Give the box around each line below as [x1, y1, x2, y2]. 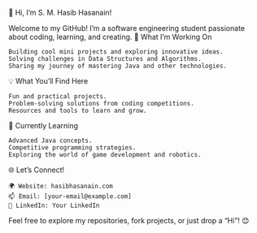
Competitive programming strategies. [8, 144, 137, 152]
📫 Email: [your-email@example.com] [8, 192, 132, 201]
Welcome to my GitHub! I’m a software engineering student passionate [8, 24, 246, 32]
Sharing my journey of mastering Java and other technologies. [8, 62, 228, 70]
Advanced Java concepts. [8, 136, 93, 145]
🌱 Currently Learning [8, 121, 79, 130]
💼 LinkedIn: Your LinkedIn [8, 201, 100, 209]
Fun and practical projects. [8, 93, 107, 101]
